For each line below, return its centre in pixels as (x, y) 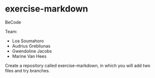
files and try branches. (27, 70)
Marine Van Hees (29, 56)
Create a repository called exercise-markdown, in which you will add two (78, 65)
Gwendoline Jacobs (32, 51)
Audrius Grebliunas (31, 46)
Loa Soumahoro (28, 41)
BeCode (13, 22)
